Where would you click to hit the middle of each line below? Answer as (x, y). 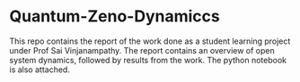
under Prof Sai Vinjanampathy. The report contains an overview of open (142, 50)
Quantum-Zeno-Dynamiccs (115, 16)
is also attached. (40, 70)
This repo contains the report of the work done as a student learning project (150, 41)
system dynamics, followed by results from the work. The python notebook (148, 60)
